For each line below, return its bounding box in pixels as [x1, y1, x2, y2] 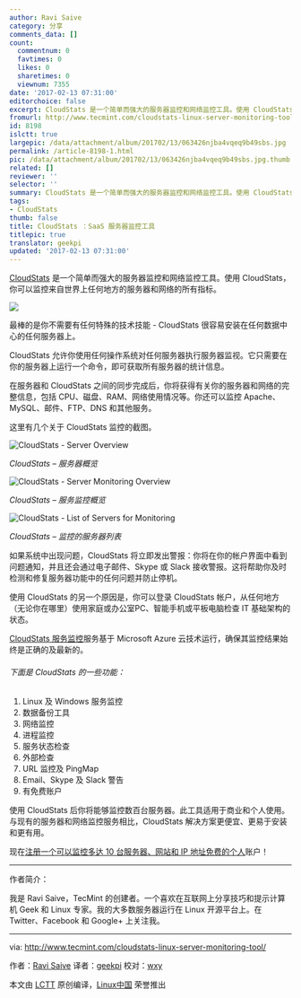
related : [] [9, 163, 54, 172]
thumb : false [9, 213, 58, 223]
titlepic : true [9, 230, 66, 239]
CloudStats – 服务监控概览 [9, 495, 106, 505]
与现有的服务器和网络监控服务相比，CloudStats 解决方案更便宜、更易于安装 [9, 816, 288, 827]
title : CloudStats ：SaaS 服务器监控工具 [9, 222, 155, 231]
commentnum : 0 [17, 47, 70, 56]
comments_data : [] [9, 30, 78, 39]
